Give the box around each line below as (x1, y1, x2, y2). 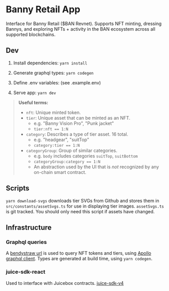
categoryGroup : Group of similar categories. (26, 147, 117, 153)
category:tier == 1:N (33, 143, 80, 148)
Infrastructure (6, 223, 52, 232)
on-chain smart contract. (33, 169, 87, 175)
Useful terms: (18, 99, 49, 105)
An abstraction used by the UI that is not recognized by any (33, 164, 159, 170)
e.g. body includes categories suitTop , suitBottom (33, 152, 138, 159)
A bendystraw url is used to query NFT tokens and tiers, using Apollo (6, 250, 152, 256)
